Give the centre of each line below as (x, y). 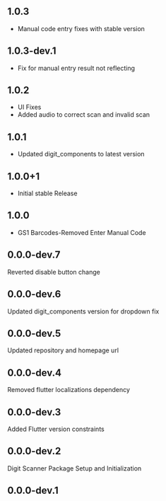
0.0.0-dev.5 (34, 333)
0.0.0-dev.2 (34, 451)
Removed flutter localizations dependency (69, 390)
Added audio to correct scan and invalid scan (84, 115)
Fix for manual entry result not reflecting (76, 68)
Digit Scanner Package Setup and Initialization (75, 468)
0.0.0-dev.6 (34, 294)
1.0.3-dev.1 (32, 51)
